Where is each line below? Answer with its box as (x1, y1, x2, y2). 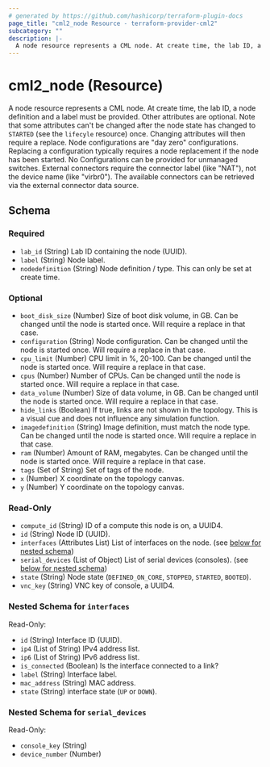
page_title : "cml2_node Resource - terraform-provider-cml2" (8, 19, 218, 27)
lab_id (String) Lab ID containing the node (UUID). (19, 246, 188, 256)
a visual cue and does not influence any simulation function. (19, 413, 220, 424)
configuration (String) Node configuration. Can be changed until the (19, 337, 248, 346)
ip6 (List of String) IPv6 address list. (19, 652, 140, 662)
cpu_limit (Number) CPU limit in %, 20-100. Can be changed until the (19, 354, 251, 363)
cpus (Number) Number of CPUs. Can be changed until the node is (19, 371, 241, 380)
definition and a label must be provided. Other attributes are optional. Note (8, 112, 255, 122)
